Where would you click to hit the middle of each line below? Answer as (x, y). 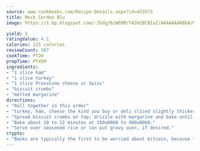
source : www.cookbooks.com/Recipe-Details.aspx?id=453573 (79, 12)
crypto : (16, 134)
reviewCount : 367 (28, 50)
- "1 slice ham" (26, 72)
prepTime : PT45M (26, 61)
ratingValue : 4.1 (28, 39)
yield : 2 (17, 33)
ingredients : (22, 67)
